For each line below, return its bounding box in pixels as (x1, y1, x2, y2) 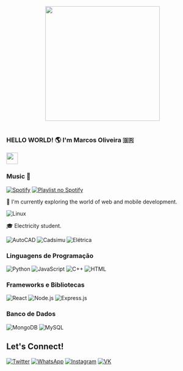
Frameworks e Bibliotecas (6, 281, 85, 289)
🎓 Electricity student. (6, 222, 62, 229)
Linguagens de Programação (6, 251, 94, 260)
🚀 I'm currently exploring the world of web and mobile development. (6, 198, 178, 205)
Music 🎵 (6, 172, 31, 181)
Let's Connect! (6, 342, 64, 352)
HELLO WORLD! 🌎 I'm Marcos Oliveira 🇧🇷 (6, 136, 134, 144)
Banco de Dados (6, 310, 56, 318)
